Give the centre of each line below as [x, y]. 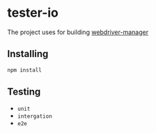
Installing [28, 54]
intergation [34, 116]
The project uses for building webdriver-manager [78, 32]
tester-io [33, 13]
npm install [24, 70]
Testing [24, 92]
